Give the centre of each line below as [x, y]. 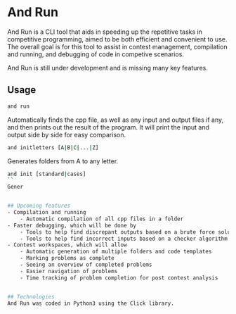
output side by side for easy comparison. [67, 134]
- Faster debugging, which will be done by [72, 225]
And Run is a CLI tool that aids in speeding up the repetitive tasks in [105, 32]
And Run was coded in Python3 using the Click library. [91, 303]
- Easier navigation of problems [69, 271]
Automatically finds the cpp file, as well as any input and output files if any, [116, 120]
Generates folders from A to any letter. [63, 161]
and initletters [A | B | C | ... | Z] [53, 147]
